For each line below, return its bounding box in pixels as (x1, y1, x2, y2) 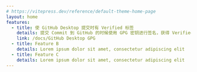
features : (6, 19, 30, 25)
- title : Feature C (11, 52, 59, 57)
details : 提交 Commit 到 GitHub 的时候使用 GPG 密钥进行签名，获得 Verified (16, 30, 193, 36)
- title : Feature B (11, 41, 59, 47)
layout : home (6, 14, 38, 20)
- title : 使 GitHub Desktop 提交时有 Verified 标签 (11, 24, 134, 31)
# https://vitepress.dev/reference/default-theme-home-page (6, 8, 157, 15)
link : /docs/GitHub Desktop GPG (16, 35, 96, 41)
